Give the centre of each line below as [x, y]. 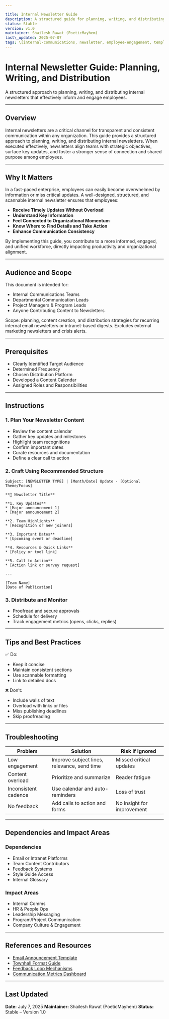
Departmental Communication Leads [51, 300]
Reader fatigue [133, 777]
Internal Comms [29, 904]
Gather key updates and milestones [49, 436]
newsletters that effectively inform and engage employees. [66, 97]
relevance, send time [76, 766]
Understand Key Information [43, 215]
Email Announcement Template [45, 957]
